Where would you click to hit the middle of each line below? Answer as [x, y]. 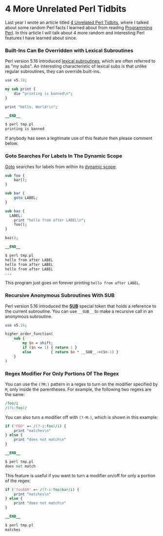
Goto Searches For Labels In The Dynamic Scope [64, 156]
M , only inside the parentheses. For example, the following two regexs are [78, 389]
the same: [15, 394]
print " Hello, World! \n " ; [31, 107]
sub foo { [15, 175]
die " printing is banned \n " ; [43, 93]
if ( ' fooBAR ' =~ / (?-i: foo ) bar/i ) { [42, 489]
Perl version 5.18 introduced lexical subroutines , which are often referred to [80, 61]
